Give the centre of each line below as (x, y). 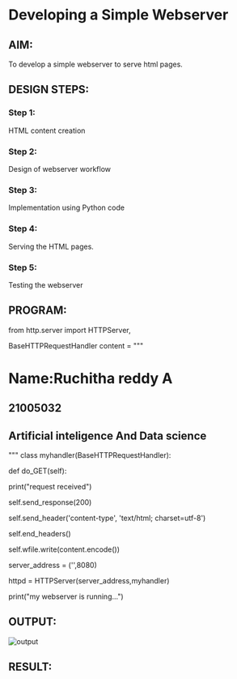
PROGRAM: (38, 311)
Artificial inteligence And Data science (108, 436)
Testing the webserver (46, 284)
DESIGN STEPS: (49, 90)
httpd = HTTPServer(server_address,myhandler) (89, 581)
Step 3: (23, 190)
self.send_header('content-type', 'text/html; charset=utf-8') (107, 518)
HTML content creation (47, 130)
